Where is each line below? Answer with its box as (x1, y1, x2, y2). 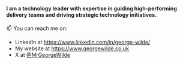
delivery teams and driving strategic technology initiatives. (6, 11, 157, 18)
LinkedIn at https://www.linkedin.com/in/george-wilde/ (14, 39, 151, 46)
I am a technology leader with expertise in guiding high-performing (6, 5, 177, 12)
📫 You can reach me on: (6, 25, 68, 32)
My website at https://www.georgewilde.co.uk (14, 45, 129, 52)
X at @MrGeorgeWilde (14, 51, 71, 59)
